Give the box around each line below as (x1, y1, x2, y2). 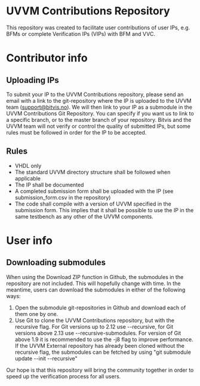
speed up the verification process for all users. (6, 372, 121, 380)
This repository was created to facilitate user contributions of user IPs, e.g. (6, 24, 190, 31)
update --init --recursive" (14, 354, 78, 362)
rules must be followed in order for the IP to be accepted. (6, 128, 147, 136)
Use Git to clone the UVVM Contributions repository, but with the (14, 317, 175, 324)
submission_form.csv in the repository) (14, 194, 111, 201)
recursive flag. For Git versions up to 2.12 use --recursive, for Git (14, 323, 174, 330)
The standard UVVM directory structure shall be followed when (14, 169, 171, 176)
